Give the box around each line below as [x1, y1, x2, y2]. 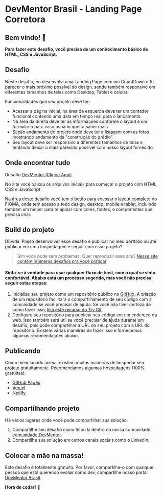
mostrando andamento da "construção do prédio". [12, 134, 114, 140]
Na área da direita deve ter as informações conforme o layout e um [12, 118, 148, 124]
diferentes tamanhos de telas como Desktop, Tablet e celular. [5, 89, 129, 95]
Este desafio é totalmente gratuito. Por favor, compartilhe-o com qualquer [5, 464, 154, 471]
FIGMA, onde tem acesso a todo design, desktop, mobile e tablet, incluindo [5, 201, 157, 207]
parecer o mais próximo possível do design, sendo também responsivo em [5, 84, 156, 90]
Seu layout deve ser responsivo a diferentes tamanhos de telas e [12, 139, 143, 145]
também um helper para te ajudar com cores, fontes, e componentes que [5, 206, 153, 212]
